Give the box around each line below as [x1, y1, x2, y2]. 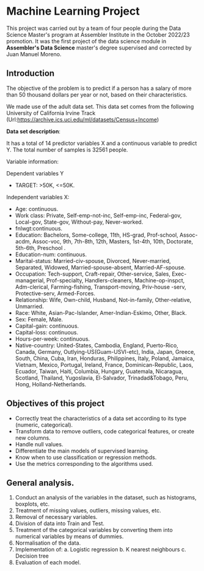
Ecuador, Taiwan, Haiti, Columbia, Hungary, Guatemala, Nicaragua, [15, 367, 183, 375]
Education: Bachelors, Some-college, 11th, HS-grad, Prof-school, [15, 231, 178, 238]
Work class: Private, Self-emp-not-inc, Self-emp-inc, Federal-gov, [15, 212, 182, 219]
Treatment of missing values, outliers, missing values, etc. [15, 507, 161, 514]
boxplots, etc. [15, 500, 50, 508]
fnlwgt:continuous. [15, 224, 63, 232]
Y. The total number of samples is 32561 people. [6, 146, 128, 153]
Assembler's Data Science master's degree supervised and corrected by [6, 44, 192, 51]
